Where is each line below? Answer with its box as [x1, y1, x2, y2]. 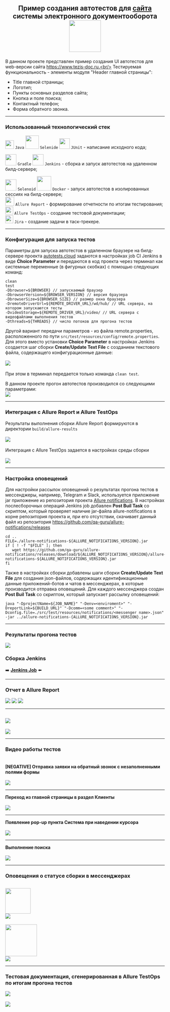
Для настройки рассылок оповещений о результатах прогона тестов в [5, 487, 158, 493]
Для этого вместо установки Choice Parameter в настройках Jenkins [5, 339, 155, 345]
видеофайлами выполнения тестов [5, 315, 73, 320]
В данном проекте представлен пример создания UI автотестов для [5, 58, 153, 65]
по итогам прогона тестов [5, 979, 72, 986]
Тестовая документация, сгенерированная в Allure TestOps [5, 973, 160, 980]
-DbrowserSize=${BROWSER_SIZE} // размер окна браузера [5, 297, 125, 302]
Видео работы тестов [5, 746, 61, 753]
